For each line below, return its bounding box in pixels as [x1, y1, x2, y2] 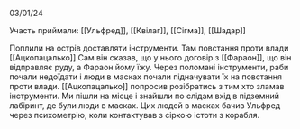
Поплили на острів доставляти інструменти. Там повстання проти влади [9, 42, 289, 53]
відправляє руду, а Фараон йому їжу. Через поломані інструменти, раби [9, 62, 289, 72]
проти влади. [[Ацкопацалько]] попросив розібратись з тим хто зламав [9, 81, 285, 91]
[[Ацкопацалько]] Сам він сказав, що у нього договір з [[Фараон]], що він [9, 52, 292, 62]
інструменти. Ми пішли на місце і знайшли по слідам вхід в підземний [9, 90, 279, 101]
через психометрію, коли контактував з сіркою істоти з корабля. [9, 110, 260, 120]
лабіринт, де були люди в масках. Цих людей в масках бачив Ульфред [9, 100, 281, 111]
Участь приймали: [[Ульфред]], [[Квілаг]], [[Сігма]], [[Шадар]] [9, 25, 246, 35]
